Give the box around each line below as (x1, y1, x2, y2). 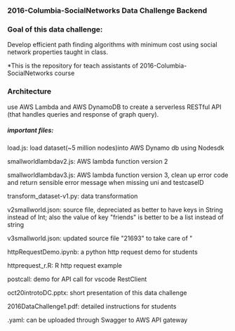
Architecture (7, 86, 52, 96)
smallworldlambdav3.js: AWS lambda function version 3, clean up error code (7, 171, 229, 179)
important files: (7, 126, 54, 135)
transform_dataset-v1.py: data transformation (7, 192, 138, 200)
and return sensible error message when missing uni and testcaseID (7, 179, 205, 187)
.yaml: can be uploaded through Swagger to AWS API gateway (7, 316, 188, 325)
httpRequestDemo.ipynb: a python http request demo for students (7, 248, 198, 257)
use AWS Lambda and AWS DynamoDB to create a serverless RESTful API (7, 103, 222, 111)
